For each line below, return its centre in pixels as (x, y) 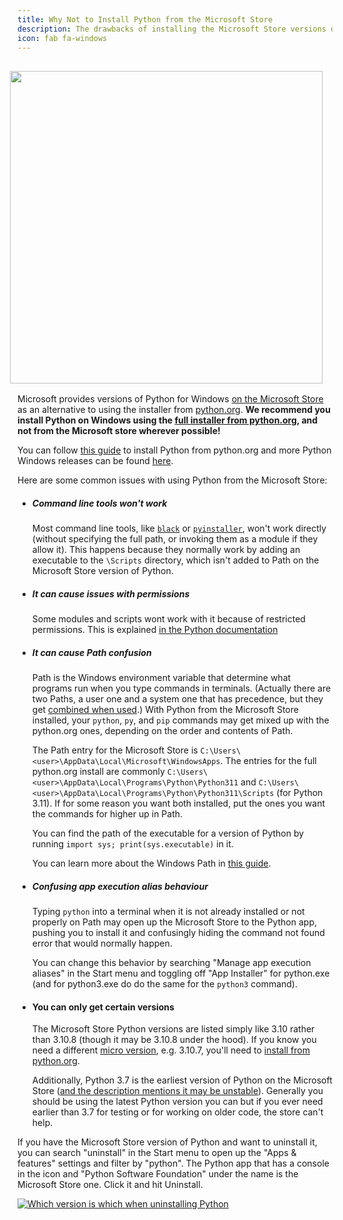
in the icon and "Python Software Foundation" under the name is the (158, 1174)
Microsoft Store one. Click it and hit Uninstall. (110, 1185)
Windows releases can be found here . (95, 461)
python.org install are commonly (98, 772)
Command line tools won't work (99, 503)
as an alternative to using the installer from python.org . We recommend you (174, 410)
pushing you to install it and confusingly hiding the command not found (178, 933)
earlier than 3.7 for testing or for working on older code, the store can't (177, 1112)
